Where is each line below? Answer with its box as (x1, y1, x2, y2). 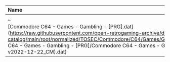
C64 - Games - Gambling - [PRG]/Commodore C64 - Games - (8, 42, 160, 49)
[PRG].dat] (108, 23, 134, 30)
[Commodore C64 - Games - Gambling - (8, 23, 107, 30)
